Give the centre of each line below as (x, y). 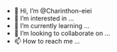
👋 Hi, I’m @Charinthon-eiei (53, 11)
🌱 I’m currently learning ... (52, 26)
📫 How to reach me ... (47, 41)
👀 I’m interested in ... (44, 18)
